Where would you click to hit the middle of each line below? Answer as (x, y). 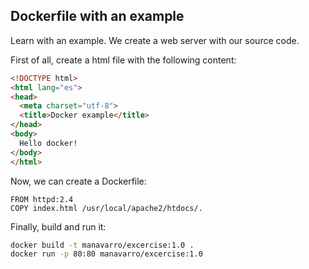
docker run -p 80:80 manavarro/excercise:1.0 (106, 254)
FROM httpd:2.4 (42, 199)
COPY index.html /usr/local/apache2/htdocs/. (106, 208)
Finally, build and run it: (58, 226)
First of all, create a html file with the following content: (123, 60)
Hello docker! (48, 143)
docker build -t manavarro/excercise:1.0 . (102, 245)
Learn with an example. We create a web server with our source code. (155, 40)
